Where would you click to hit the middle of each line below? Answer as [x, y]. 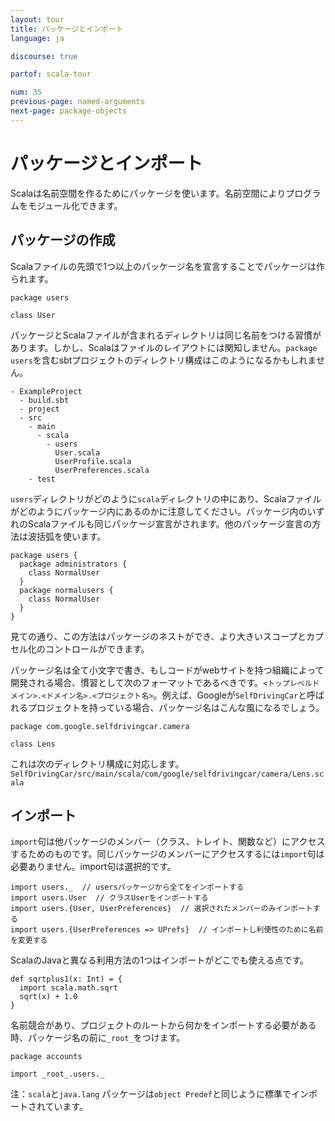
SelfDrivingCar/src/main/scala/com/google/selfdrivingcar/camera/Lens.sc [167, 774]
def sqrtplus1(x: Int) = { [66, 979]
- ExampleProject [46, 391]
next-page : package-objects [69, 111]
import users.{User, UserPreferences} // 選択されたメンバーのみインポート [161, 909]
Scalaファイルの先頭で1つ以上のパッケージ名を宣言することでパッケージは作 [167, 266]
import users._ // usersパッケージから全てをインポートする [127, 887]
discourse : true [44, 56]
